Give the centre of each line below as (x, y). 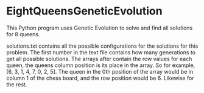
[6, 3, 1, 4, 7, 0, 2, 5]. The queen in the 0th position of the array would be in (100, 71)
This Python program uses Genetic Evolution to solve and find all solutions (100, 28)
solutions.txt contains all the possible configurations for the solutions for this (102, 46)
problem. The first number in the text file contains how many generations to (101, 52)
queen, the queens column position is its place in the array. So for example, (101, 65)
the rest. (17, 84)
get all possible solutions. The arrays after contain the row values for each (99, 59)
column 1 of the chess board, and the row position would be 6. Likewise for (100, 78)
